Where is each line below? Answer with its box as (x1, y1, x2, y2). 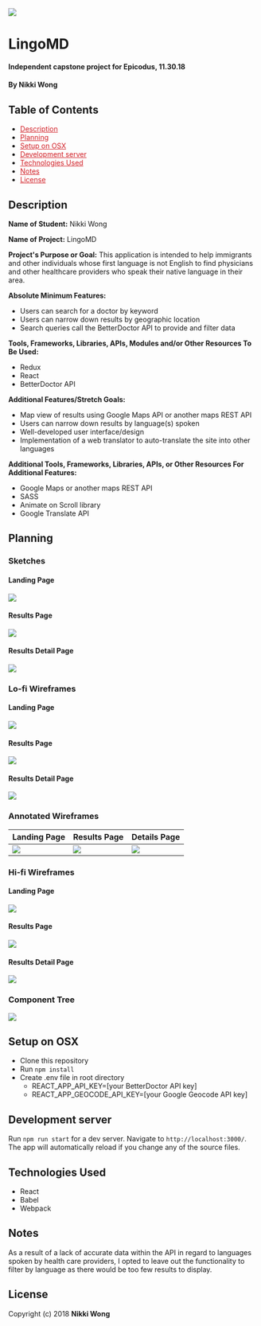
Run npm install (19, 1064, 75, 1074)
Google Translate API (19, 509, 90, 518)
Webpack (19, 1203, 52, 1213)
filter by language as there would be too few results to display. (8, 1265, 212, 1274)
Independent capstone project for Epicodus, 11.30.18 (8, 61, 185, 71)
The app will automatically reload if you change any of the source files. (8, 1142, 240, 1152)
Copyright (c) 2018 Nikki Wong (8, 1308, 111, 1318)
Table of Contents (8, 103, 99, 116)
